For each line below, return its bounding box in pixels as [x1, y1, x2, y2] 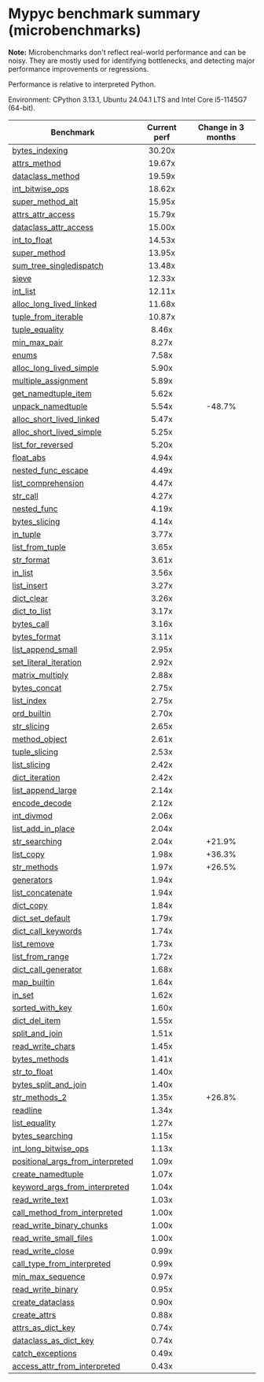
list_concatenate [12, 887, 73, 898]
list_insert [12, 580, 48, 591]
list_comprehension [12, 477, 84, 488]
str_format [12, 554, 50, 565]
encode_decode [12, 797, 72, 808]
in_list [12, 567, 34, 578]
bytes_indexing [12, 145, 68, 156]
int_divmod [12, 810, 53, 821]
